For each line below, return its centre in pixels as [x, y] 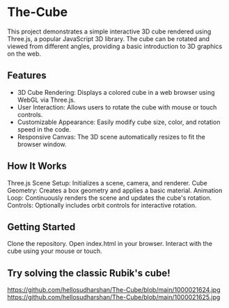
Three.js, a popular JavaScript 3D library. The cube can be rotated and [109, 38]
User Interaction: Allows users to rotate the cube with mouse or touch [117, 107]
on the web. [24, 54]
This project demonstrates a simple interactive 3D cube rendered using [109, 31]
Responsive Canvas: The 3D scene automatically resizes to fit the [111, 137]
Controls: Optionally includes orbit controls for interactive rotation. [102, 205]
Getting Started [41, 227]
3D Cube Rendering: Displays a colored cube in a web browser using [116, 92]
